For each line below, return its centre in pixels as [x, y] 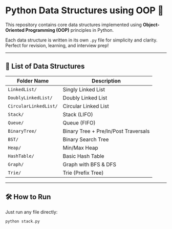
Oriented [15, 30]
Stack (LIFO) [78, 114]
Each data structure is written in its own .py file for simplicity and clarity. [81, 40]
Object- [151, 25]
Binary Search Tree [86, 139]
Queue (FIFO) [79, 122]
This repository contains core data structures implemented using [74, 25]
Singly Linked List [84, 89]
